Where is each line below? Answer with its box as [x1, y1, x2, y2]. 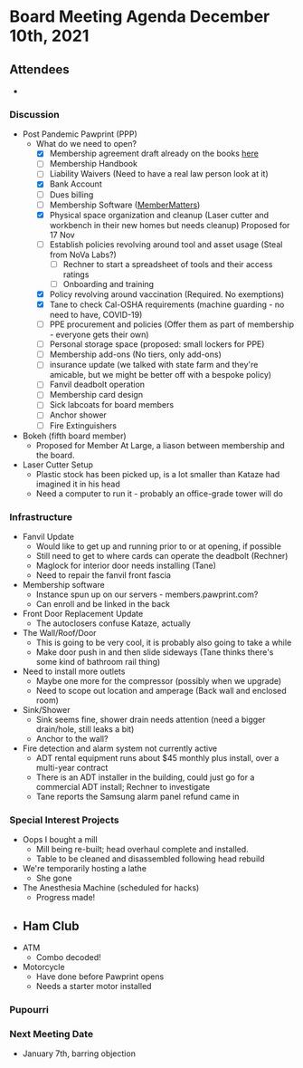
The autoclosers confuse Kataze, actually [35, 618, 192, 629]
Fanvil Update [22, 531, 75, 542]
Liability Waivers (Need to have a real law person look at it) [49, 168, 269, 179]
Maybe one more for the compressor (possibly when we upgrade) [35, 675, 282, 686]
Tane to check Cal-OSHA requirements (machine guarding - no [49, 299, 285, 310]
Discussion [9, 108, 61, 120]
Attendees [9, 62, 70, 77]
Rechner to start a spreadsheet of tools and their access [62, 258, 273, 269]
